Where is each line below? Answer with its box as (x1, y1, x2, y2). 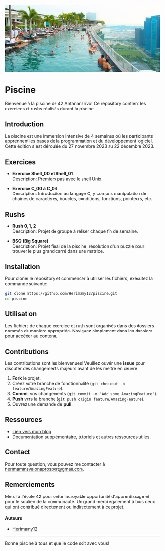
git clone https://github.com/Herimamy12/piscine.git (5, 291, 118, 296)
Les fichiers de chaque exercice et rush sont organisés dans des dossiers (5, 323, 154, 329)
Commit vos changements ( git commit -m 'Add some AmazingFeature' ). (12, 391, 158, 397)
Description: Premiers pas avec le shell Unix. (12, 176, 103, 182)
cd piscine (5, 296, 27, 301)
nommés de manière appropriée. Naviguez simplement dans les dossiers (5, 328, 153, 334)
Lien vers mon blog (12, 428, 52, 434)
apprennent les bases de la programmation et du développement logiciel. (5, 138, 153, 144)
